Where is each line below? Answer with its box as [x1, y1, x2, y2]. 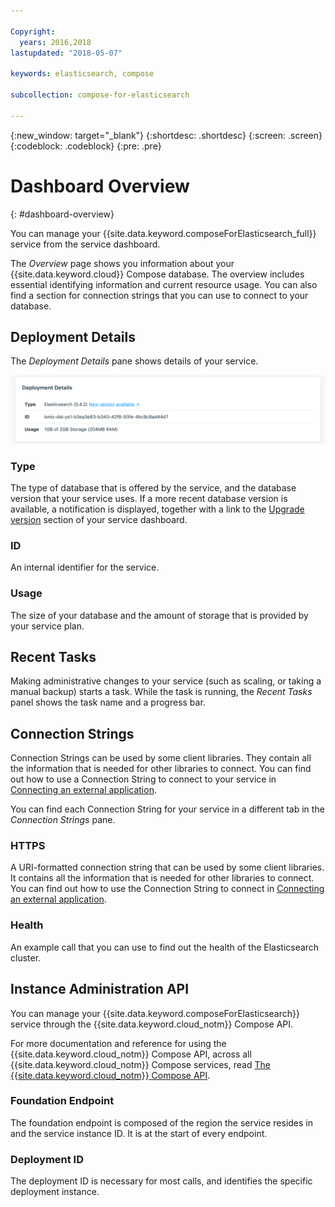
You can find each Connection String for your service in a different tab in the [10, 803, 325, 815]
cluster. [10, 951, 42, 964]
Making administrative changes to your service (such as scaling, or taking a [10, 675, 322, 687]
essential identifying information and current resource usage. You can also [10, 278, 318, 290]
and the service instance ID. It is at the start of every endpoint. [10, 1127, 268, 1139]
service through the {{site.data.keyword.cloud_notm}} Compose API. [10, 1018, 294, 1030]
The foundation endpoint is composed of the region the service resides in [10, 1116, 314, 1129]
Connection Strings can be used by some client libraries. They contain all [10, 752, 312, 764]
